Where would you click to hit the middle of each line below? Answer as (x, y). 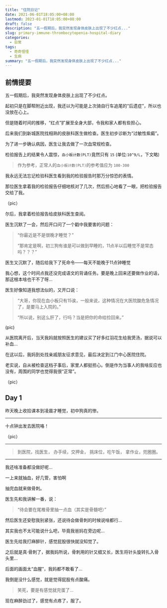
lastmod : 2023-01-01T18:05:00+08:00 (43, 19)
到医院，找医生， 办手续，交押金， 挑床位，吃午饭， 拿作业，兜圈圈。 (89, 452)
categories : (17, 38)
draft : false (19, 24)
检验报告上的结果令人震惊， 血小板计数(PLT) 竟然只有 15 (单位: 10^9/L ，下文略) (83, 155)
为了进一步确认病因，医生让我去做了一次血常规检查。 (60, 144)
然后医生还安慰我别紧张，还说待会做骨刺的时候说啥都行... (64, 520)
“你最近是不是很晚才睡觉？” (45, 235)
